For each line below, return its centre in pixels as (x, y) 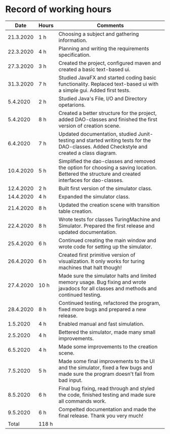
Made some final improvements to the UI (107, 361)
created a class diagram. (88, 153)
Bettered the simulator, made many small (107, 332)
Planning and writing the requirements (104, 48)
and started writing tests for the (113, 140)
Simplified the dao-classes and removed (107, 161)
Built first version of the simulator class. (105, 188)
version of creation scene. (89, 126)
